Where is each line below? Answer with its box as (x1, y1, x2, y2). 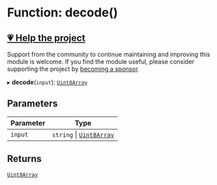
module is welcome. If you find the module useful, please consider (7, 58, 195, 66)
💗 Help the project (7, 32, 86, 44)
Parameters (7, 98, 58, 110)
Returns (7, 153, 42, 165)
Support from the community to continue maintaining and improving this (7, 50, 211, 58)
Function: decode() (7, 5, 118, 21)
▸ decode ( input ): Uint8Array (7, 78, 88, 86)
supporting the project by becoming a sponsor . (7, 65, 140, 73)
